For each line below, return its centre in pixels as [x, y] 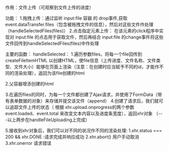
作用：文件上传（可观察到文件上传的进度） [49, 7]
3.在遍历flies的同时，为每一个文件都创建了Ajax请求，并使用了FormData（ [81, 94]
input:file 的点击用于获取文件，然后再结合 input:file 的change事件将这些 [89, 37]
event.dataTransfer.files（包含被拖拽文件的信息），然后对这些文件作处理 [79, 24]
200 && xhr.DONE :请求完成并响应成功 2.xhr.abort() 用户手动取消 [72, 137]
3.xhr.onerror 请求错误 [28, 143]
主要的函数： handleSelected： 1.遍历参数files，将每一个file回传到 [74, 54]
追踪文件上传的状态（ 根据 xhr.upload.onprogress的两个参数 [72, 107]
